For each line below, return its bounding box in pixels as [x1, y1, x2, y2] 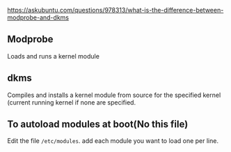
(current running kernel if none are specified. [7, 98, 136, 107]
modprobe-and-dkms [7, 13, 70, 22]
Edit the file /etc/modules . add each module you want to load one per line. [7, 137, 219, 145]
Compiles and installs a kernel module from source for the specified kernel [7, 91, 221, 99]
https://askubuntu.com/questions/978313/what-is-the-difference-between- [7, 6, 224, 14]
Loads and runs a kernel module [7, 52, 99, 60]
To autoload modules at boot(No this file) [7, 119, 189, 130]
